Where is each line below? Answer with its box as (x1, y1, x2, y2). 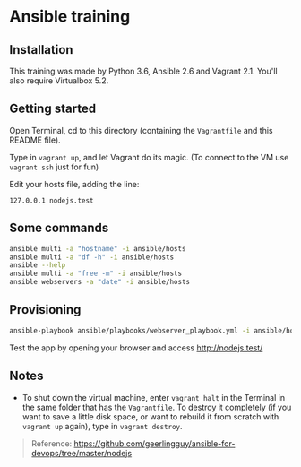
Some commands (9, 221, 109, 236)
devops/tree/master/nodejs (30, 447, 133, 458)
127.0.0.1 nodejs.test (9, 195, 94, 205)
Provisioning (9, 302, 82, 317)
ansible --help (9, 261, 66, 270)
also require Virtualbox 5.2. (9, 75, 109, 86)
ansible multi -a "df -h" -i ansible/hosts (9, 253, 175, 262)
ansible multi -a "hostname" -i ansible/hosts (9, 244, 186, 253)
